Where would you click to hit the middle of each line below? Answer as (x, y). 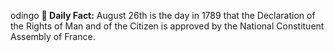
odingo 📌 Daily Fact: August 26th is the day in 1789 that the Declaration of (163, 15)
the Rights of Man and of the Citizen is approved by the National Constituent (167, 26)
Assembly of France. (53, 36)
